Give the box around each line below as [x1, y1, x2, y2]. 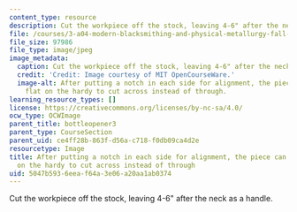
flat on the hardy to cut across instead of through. [25, 87, 227, 95]
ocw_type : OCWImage [9, 111, 81, 120]
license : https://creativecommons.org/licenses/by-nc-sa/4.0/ [9, 103, 243, 112]
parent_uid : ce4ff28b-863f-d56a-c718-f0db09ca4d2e [9, 136, 200, 145]
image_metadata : [9, 54, 69, 63]
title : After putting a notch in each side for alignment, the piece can [9, 152, 287, 162]
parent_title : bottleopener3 [9, 120, 117, 129]
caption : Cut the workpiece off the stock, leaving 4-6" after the [17, 63, 271, 72]
